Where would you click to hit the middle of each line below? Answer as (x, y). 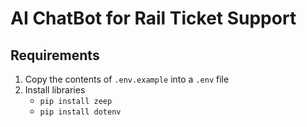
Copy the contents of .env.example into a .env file (127, 79)
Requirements (55, 55)
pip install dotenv (80, 112)
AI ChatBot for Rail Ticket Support (153, 18)
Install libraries (55, 90)
